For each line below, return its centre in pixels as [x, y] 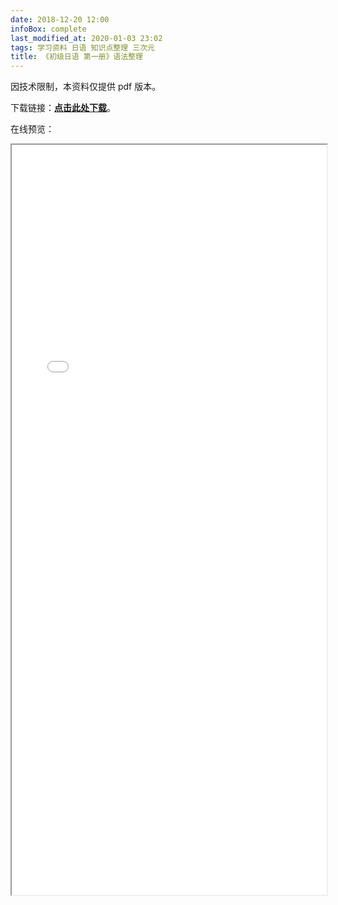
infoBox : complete [48, 29]
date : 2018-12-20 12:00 [60, 19]
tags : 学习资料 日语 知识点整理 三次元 [82, 47]
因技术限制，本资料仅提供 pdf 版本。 [86, 87]
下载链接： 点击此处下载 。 [63, 108]
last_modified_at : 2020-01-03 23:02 [86, 38]
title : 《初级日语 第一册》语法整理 [76, 57]
